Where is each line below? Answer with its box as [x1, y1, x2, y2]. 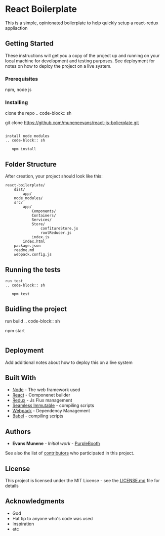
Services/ [31, 218, 52, 223]
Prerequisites [5, 75, 38, 82]
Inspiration [12, 521, 34, 527]
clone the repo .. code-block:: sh [5, 110, 72, 116]
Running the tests [5, 266, 61, 274]
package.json [14, 243, 41, 248]
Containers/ [31, 213, 56, 218]
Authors [5, 427, 31, 436]
